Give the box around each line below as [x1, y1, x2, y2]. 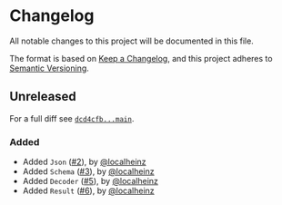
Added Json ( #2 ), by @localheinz [22, 156, 147, 168]
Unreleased [9, 89, 77, 104]
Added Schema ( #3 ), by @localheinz [22, 166, 155, 177]
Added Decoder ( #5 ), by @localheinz [22, 176, 159, 187]
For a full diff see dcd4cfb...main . [9, 112, 135, 123]
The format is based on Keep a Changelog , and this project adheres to [9, 53, 273, 63]
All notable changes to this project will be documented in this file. [9, 35, 255, 46]
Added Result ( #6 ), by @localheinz [22, 185, 155, 196]
